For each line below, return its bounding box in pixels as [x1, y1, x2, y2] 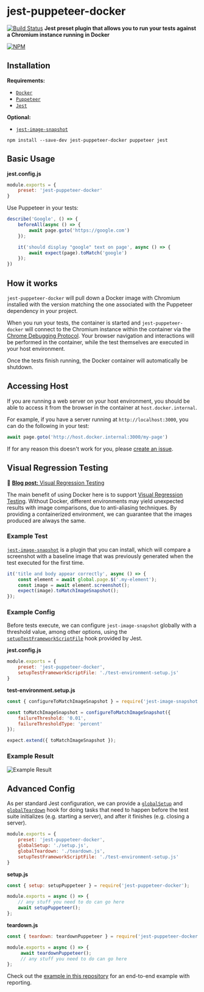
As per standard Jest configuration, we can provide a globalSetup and [7, 799, 183, 807]
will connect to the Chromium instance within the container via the [24, 326, 191, 333]
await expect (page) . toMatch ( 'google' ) [29, 249, 127, 256]
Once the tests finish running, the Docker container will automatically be [7, 357, 188, 364]
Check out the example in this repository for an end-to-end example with [7, 972, 190, 980]
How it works [7, 278, 58, 288]
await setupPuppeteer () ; [18, 905, 81, 911]
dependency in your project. [7, 307, 78, 314]
